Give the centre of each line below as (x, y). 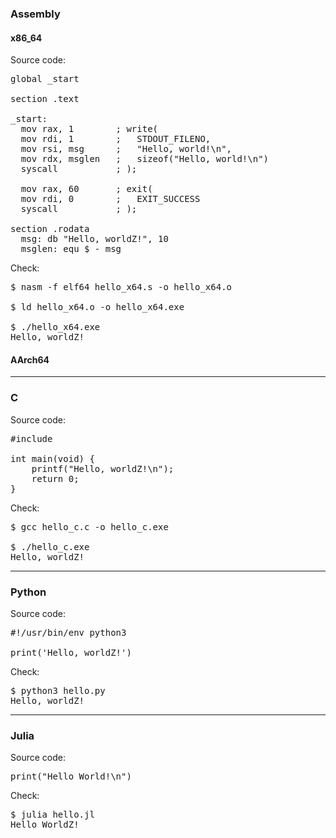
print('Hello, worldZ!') (71, 652)
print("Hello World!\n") (71, 776)
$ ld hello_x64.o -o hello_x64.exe (97, 307)
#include (31, 438)
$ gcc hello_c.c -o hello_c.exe (89, 526)
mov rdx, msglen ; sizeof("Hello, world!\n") (145, 159)
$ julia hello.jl (52, 815)
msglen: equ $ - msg (71, 249)
